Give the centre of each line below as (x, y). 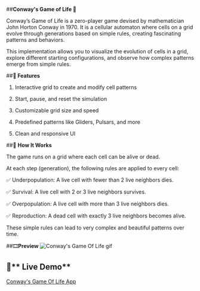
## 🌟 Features (23, 76)
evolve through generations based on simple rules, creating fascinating (94, 33)
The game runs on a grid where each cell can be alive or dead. (83, 157)
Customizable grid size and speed (57, 110)
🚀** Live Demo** (39, 267)
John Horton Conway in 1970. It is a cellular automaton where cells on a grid (100, 27)
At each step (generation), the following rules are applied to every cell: (93, 168)
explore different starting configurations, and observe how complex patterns (100, 58)
